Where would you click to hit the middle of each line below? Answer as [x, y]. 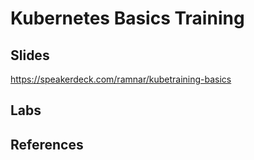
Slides [30, 55]
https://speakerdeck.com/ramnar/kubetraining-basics [121, 79]
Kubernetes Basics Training [127, 18]
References [47, 144]
